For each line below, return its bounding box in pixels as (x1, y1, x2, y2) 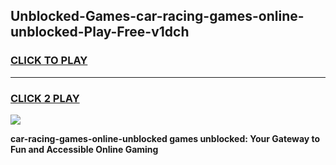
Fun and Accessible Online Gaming (10, 143, 159, 155)
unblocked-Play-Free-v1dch (10, 24, 190, 41)
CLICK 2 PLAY (10, 91, 80, 105)
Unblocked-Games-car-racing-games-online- (10, 8, 305, 25)
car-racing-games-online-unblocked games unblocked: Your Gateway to (10, 132, 321, 144)
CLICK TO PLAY (10, 54, 88, 68)
